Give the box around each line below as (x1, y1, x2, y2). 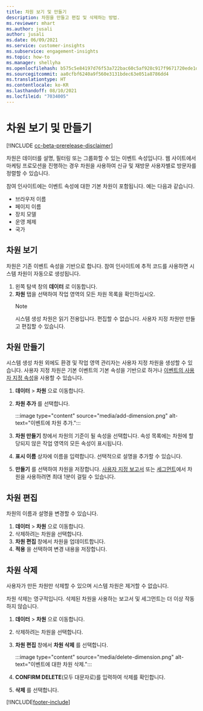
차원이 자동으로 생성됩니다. (17, 270, 81, 277)
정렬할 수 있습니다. (6, 169, 50, 176)
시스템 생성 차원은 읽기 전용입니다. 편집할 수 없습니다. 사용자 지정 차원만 (14, 315, 184, 322)
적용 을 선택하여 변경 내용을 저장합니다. (14, 546, 108, 553)
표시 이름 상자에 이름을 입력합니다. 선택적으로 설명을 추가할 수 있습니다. (14, 453, 182, 460)
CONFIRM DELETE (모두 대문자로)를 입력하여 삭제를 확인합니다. (14, 673, 166, 681)
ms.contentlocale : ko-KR (6, 82, 69, 88)
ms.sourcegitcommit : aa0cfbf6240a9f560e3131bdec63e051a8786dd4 (6, 71, 169, 77)
